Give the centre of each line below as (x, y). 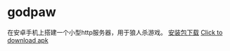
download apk (28, 40)
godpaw (32, 12)
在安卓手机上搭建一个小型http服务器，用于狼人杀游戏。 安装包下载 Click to (115, 32)
